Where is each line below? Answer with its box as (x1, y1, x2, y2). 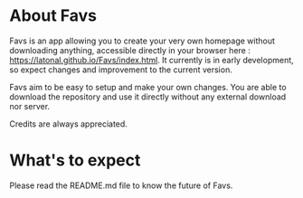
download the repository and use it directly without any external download (9, 91, 287, 102)
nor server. (9, 100, 51, 111)
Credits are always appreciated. (9, 118, 128, 129)
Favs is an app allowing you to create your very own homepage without (9, 35, 276, 46)
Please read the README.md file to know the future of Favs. (9, 180, 233, 191)
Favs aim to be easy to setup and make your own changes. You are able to (9, 81, 287, 92)
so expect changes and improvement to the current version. (9, 64, 232, 75)
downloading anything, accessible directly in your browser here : (9, 44, 251, 55)
